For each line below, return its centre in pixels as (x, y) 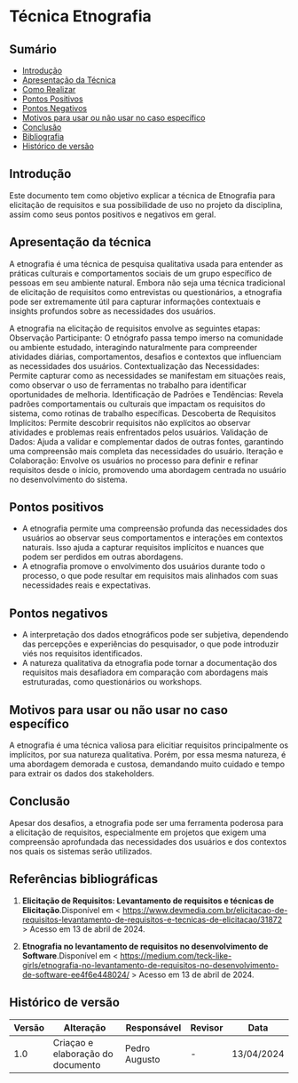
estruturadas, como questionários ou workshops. (112, 682)
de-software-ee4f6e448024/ (76, 975)
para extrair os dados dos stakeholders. (82, 774)
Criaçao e (73, 1042)
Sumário (33, 49)
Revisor (207, 1027)
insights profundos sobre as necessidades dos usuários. (112, 311)
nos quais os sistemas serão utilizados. (81, 851)
